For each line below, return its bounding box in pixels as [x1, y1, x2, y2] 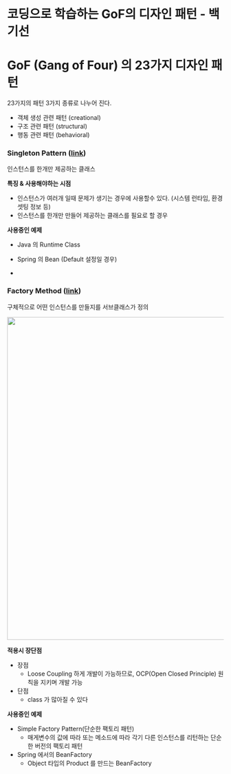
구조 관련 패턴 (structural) [16, 122, 87, 131]
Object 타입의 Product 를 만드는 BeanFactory [27, 759, 153, 767]
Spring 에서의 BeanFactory [16, 750, 93, 758]
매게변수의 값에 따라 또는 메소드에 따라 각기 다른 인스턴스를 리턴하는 [27, 733, 210, 741]
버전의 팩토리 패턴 [34, 742, 83, 750]
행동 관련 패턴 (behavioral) [16, 131, 90, 139]
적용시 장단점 [7, 646, 43, 654]
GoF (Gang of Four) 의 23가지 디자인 [7, 58, 209, 73]
